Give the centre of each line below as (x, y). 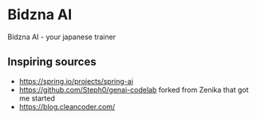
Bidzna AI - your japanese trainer (62, 37)
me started (37, 98)
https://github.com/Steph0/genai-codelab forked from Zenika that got (134, 89)
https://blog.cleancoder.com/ (67, 106)
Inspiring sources (52, 62)
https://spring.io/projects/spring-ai (76, 81)
